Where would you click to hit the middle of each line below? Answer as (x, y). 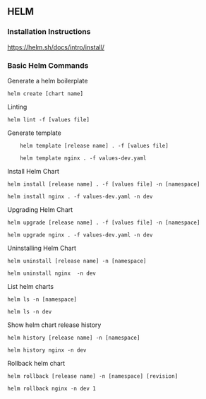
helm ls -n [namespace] (42, 299)
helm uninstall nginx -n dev (52, 273)
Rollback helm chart (36, 363)
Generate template (35, 133)
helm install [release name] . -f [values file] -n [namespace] (104, 184)
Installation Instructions (49, 32)
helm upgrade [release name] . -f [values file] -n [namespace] (104, 222)
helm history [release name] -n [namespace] (74, 338)
